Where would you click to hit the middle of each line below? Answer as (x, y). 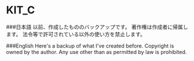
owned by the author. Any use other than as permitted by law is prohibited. (96, 52)
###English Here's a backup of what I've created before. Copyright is (90, 46)
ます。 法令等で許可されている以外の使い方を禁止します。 (76, 34)
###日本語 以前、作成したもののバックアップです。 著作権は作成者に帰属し (97, 27)
